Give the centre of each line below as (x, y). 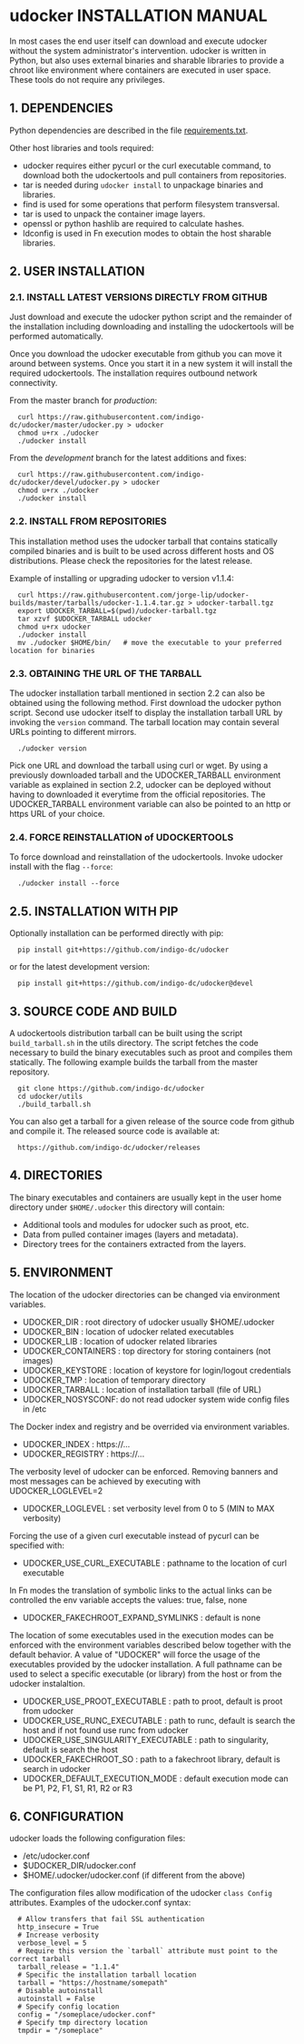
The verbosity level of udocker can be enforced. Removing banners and (144, 1471)
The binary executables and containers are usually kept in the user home (146, 1197)
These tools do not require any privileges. (87, 79)
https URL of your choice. (57, 814)
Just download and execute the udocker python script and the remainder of (151, 317)
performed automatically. (57, 337)
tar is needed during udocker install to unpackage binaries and (143, 185)
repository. (29, 1072)
